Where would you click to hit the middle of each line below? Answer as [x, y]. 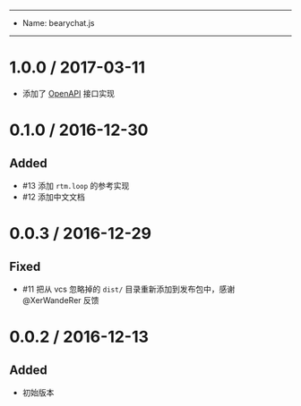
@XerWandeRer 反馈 [61, 300]
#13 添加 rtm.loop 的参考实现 [76, 185]
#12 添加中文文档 [53, 197]
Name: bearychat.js [58, 23]
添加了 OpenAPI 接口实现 [68, 93]
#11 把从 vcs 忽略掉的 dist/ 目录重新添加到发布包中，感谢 [129, 289]
